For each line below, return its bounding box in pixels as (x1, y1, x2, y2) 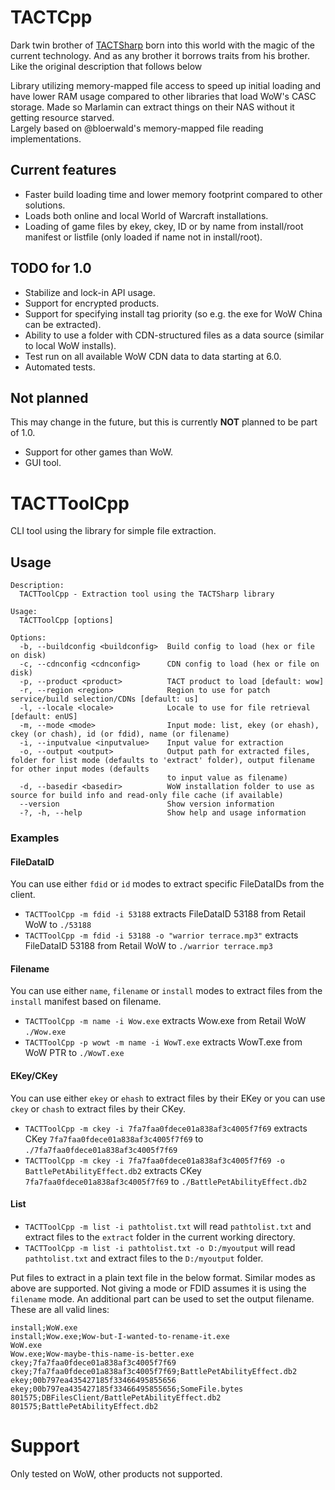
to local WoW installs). (24, 339, 117, 351)
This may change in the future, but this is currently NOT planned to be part (10, 416, 318, 428)
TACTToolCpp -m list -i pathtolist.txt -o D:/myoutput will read (24, 1241, 296, 1253)
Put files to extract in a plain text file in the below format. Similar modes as (10, 1271, 316, 1283)
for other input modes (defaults (10, 764, 150, 775)
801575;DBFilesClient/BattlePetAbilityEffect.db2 (10, 1392, 222, 1403)
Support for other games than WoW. (24, 446, 173, 458)
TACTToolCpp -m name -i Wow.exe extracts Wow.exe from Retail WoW (24, 1015, 307, 1027)
